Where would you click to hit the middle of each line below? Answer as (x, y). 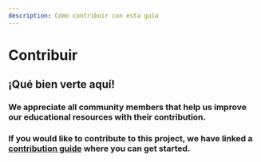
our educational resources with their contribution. (107, 117)
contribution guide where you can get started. (99, 148)
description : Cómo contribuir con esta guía (83, 16)
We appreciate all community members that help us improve (128, 107)
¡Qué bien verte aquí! (62, 85)
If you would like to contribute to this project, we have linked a (130, 139)
